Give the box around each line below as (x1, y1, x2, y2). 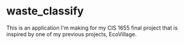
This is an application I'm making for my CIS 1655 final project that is (6, 24, 178, 31)
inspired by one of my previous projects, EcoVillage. (6, 30, 137, 37)
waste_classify (6, 4, 84, 18)
